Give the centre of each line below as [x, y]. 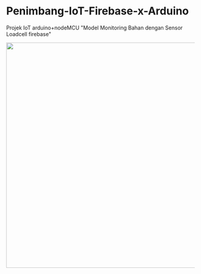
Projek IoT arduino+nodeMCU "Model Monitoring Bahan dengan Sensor [95, 28]
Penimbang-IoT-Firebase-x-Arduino [98, 11]
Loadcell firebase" [29, 34]
